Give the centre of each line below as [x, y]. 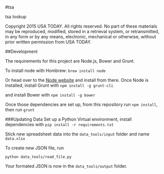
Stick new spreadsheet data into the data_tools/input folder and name [77, 134]
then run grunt [20, 110]
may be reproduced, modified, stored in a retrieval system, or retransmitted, [82, 31]
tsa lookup [16, 17]
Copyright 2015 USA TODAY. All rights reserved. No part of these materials [81, 26]
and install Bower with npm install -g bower [50, 95]
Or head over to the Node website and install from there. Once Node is [77, 80]
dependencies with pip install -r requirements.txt [60, 124]
